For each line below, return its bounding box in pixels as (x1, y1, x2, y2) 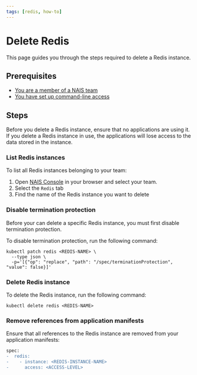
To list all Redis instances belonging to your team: (6, 167, 127, 174)
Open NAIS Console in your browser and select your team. (14, 179, 158, 186)
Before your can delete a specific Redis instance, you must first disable (6, 219, 179, 226)
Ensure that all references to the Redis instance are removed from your (6, 330, 179, 337)
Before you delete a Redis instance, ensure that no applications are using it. (6, 126, 190, 134)
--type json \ (11, 253, 46, 260)
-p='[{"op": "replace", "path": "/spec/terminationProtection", (11, 259, 173, 265)
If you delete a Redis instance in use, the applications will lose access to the (6, 132, 191, 139)
